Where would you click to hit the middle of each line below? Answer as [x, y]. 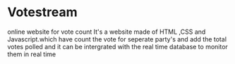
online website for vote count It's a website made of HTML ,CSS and [107, 32]
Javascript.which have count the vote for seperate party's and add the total [117, 39]
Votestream [42, 12]
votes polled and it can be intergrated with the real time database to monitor [117, 46]
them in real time [32, 54]
